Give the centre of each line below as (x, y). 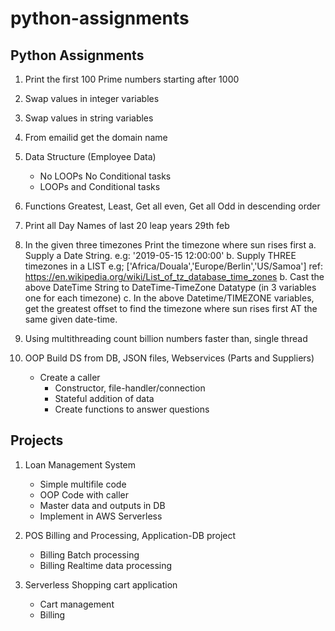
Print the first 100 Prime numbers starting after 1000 (132, 79)
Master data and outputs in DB (102, 505)
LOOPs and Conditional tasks (100, 186)
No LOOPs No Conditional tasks (105, 176)
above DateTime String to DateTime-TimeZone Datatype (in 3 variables (170, 287)
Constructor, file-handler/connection (130, 388)
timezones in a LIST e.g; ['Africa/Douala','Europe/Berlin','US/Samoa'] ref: (173, 266)
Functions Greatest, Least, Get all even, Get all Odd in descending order (172, 206)
